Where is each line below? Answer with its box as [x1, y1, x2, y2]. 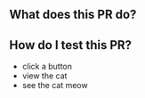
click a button [21, 61, 73, 72]
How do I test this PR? [9, 37, 132, 53]
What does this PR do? [9, 7, 137, 22]
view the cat [21, 70, 68, 81]
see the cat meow [21, 80, 88, 91]
